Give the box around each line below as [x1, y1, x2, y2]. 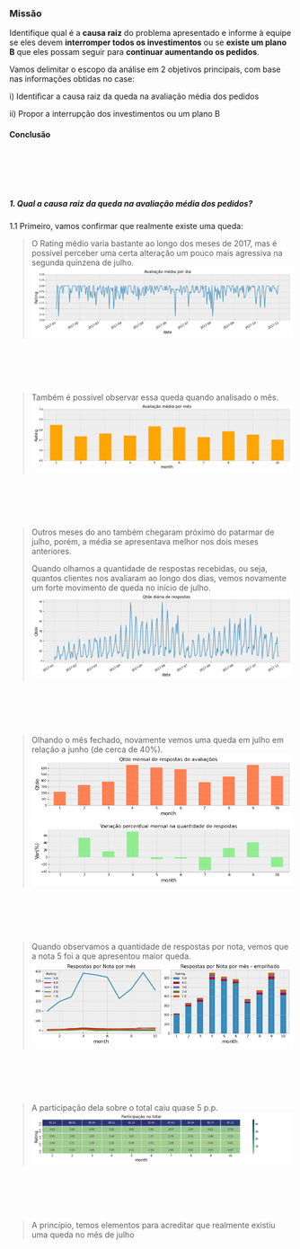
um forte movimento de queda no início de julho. [31, 582, 211, 593]
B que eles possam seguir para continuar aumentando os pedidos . [9, 47, 260, 58]
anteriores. [31, 545, 72, 556]
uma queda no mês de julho [31, 1229, 135, 1240]
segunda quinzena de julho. [31, 257, 135, 268]
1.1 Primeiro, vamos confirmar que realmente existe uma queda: [9, 221, 244, 232]
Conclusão [9, 128, 51, 139]
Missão [9, 7, 42, 20]
